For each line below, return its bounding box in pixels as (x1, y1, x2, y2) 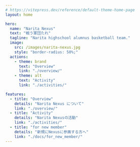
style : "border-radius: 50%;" (14, 49, 79, 55)
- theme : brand (14, 59, 47, 64)
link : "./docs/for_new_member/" (14, 134, 83, 139)
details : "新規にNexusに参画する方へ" (14, 129, 89, 134)
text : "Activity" (18, 78, 56, 83)
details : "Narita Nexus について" (14, 101, 84, 106)
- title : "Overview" (10, 96, 53, 101)
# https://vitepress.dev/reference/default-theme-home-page (5, 7, 135, 13)
